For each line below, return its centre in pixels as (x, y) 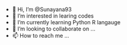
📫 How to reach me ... (40, 36)
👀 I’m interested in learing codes (53, 16)
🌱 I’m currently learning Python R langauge (66, 22)
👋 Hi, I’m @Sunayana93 (42, 9)
